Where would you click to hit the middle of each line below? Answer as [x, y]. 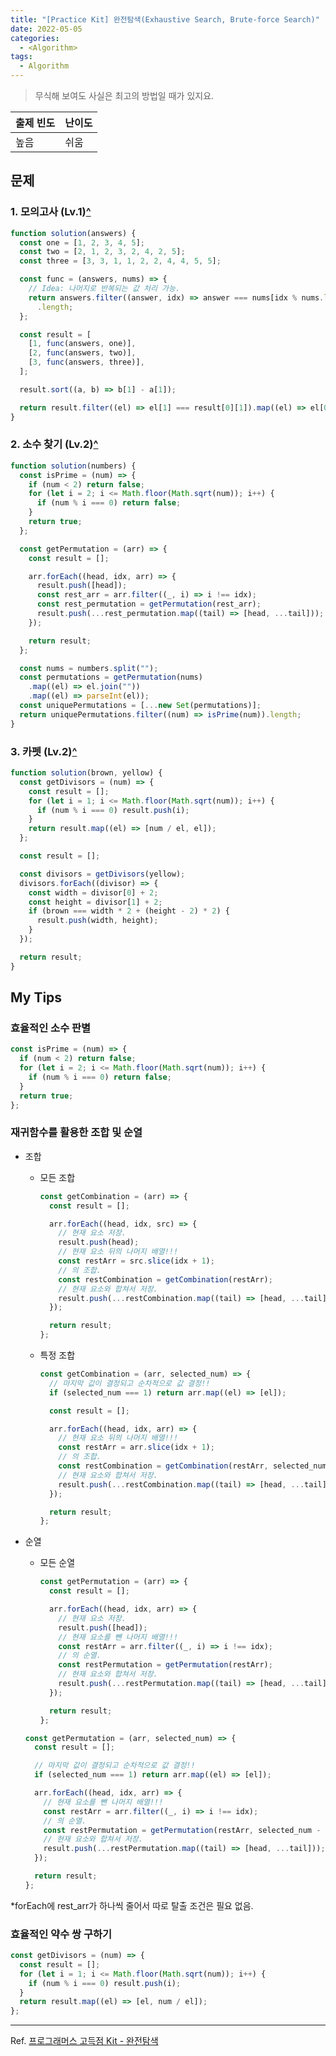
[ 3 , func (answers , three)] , [86, 362]
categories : [35, 38]
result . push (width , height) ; [97, 921]
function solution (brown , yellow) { [86, 773]
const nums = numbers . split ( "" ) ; [89, 668]
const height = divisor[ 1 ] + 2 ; [95, 902]
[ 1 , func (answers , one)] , [82, 344]
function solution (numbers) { [73, 466]
